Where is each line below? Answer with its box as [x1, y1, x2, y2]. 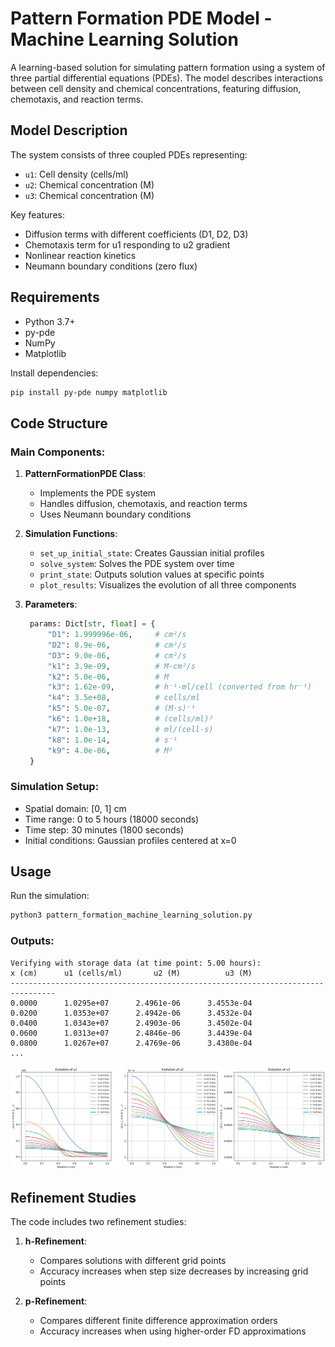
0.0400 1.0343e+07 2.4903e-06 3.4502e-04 [10, 1018, 253, 1028]
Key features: [10, 208, 65, 221]
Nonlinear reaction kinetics [24, 249, 137, 261]
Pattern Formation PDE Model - [10, 7, 273, 30]
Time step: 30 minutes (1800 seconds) [24, 823, 185, 836]
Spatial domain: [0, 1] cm [24, 802, 127, 814]
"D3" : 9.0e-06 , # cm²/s [47, 650, 187, 661]
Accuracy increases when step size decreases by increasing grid [39, 1265, 309, 1277]
